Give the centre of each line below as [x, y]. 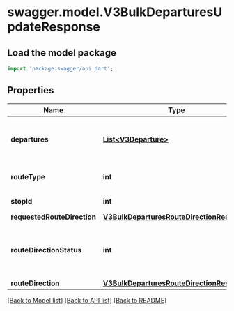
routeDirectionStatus [46, 250]
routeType [28, 176]
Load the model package [62, 53]
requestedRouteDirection [53, 217]
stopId [22, 201]
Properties [31, 90]
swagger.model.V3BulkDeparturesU [115, 12]
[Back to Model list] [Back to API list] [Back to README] [87, 300]
